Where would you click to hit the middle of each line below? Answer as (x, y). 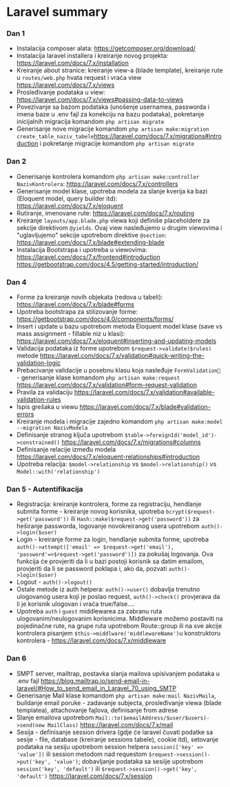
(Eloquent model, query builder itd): (67, 198)
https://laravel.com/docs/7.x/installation (72, 63)
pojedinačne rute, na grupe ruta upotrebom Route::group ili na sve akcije (119, 626)
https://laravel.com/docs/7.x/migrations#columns (131, 442)
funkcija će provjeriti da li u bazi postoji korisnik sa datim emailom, (110, 561)
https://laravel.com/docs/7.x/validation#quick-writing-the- (122, 356)
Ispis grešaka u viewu (47, 407)
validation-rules (39, 399)
